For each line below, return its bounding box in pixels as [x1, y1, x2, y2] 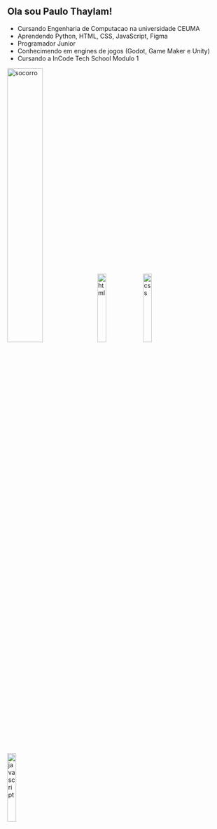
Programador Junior [17, 39, 76, 48]
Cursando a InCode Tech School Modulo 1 [17, 54, 139, 63]
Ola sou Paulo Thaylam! [7, 6, 113, 18]
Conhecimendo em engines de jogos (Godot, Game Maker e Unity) [17, 46, 210, 55]
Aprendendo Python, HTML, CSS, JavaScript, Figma [17, 32, 168, 40]
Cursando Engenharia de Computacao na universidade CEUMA [17, 24, 200, 32]
